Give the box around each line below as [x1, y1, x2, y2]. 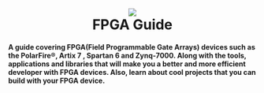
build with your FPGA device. [8, 76, 106, 85]
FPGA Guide [91, 16, 173, 34]
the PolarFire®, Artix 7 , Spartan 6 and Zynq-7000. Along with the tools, [8, 50, 247, 60]
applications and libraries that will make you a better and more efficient [8, 59, 246, 69]
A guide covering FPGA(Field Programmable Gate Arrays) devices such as [8, 42, 256, 51]
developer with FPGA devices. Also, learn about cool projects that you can [8, 67, 256, 76]
